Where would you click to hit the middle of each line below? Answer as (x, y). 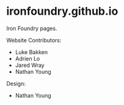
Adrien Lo (27, 58)
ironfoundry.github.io (62, 11)
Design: (16, 84)
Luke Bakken (31, 52)
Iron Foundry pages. (32, 28)
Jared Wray (30, 65)
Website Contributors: (34, 40)
